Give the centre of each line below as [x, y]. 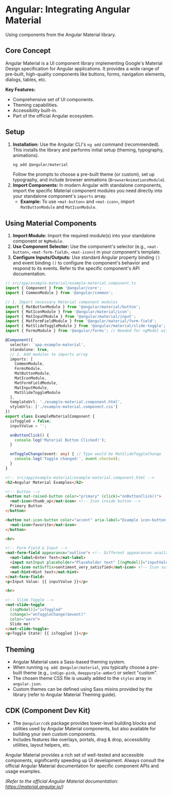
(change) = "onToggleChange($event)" [48, 614]
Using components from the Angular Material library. [61, 34]
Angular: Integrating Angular [68, 10]
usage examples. [23, 771]
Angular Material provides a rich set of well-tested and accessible [75, 755]
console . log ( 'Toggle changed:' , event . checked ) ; [67, 459]
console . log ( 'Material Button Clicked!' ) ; [60, 440]
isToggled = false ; [31, 421]
